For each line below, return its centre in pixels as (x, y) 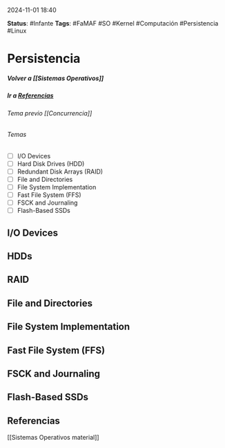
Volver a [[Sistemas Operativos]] (56, 78)
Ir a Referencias (30, 95)
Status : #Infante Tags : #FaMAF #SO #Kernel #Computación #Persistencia (113, 23)
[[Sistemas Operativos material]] (53, 438)
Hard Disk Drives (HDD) (51, 164)
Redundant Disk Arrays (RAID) (60, 171)
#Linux (17, 31)
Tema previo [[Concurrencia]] (50, 113)
